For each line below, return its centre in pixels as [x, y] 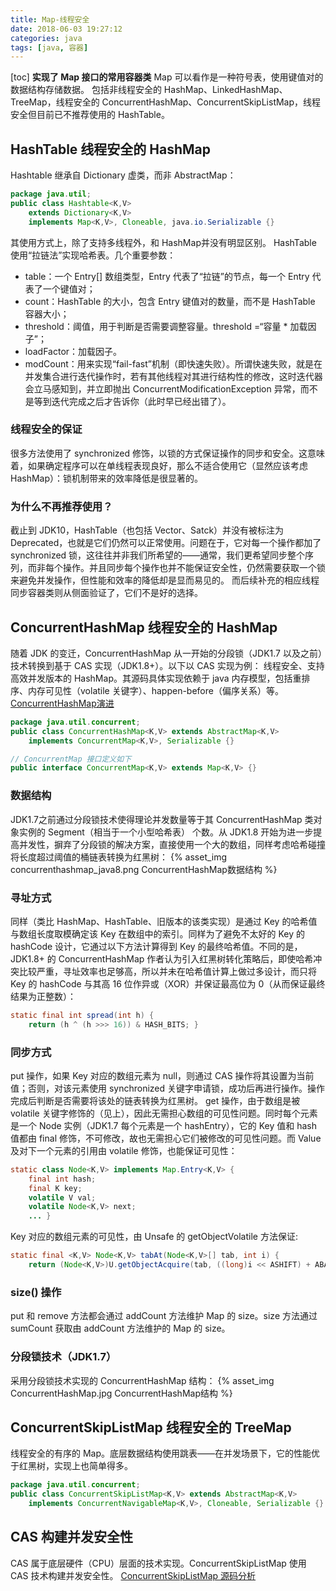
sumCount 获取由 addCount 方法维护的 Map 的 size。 [120, 1328]
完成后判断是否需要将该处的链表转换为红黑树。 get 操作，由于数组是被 [155, 1100]
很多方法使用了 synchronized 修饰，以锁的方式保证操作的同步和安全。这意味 [168, 453]
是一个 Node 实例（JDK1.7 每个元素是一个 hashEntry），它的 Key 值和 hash [164, 1125]
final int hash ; [62, 1179]
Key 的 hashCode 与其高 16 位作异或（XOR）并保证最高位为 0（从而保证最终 [168, 983]
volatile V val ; [62, 1197]
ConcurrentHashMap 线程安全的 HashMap [144, 627]
